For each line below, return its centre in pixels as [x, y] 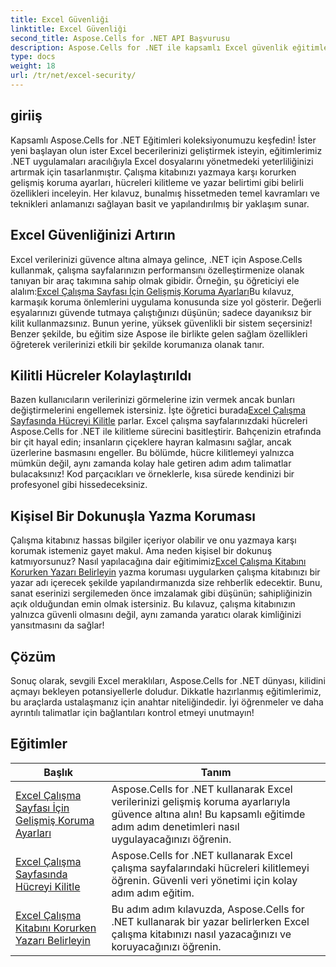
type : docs [33, 57]
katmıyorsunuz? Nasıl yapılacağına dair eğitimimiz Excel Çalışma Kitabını [158, 562]
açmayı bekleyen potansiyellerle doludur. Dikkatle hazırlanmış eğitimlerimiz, [166, 691]
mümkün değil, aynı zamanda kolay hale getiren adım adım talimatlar [151, 463]
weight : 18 [33, 66]
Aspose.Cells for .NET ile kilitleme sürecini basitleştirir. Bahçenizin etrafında [166, 432]
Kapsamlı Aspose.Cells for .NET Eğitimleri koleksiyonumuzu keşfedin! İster [163, 140]
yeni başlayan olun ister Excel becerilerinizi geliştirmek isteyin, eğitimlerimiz [166, 150]
